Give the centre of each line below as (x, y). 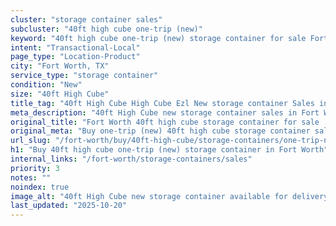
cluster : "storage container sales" (86, 19)
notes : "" (31, 177)
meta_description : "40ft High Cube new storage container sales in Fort (165, 112)
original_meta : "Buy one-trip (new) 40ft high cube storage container (160, 131)
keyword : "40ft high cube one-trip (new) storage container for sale (158, 38)
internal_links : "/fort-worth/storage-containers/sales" (131, 159)
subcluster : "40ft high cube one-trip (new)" (106, 29)
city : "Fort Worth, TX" (60, 66)
